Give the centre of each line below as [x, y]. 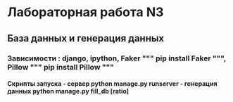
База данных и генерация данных [86, 38]
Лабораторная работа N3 [86, 12]
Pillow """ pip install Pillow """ [61, 67]
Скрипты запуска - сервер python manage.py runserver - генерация [112, 84]
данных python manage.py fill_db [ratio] [68, 91]
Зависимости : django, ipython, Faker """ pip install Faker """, [117, 58]
